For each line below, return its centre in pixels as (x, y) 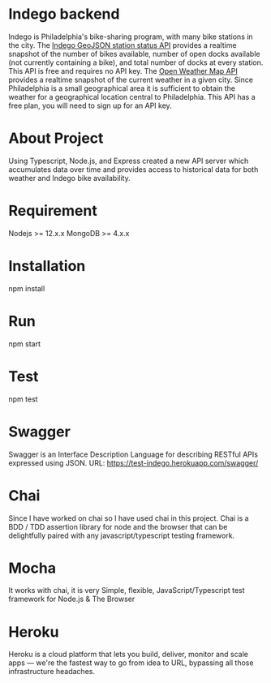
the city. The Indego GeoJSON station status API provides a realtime (123, 45)
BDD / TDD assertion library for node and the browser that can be (118, 526)
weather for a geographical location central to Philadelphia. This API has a (132, 97)
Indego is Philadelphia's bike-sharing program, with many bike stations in (131, 37)
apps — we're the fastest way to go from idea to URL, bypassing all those (131, 663)
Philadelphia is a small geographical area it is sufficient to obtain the (122, 88)
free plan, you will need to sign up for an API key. (90, 105)
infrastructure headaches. (52, 672)
